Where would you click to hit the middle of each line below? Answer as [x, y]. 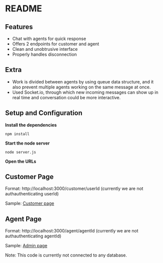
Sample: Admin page [26, 246]
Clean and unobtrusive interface [45, 49]
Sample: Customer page [30, 203]
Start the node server [28, 143]
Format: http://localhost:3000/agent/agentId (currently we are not [72, 231]
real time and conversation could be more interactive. [66, 97]
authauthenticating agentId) [33, 236]
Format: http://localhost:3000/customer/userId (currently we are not [74, 188]
